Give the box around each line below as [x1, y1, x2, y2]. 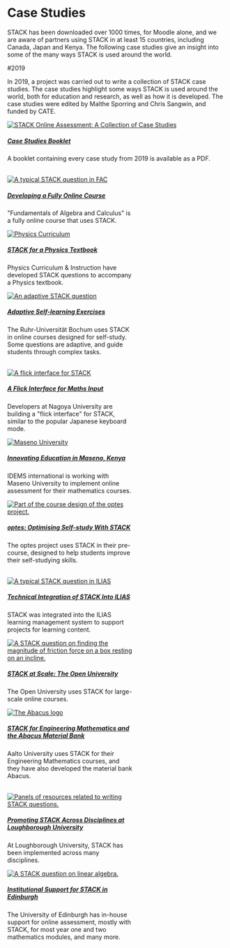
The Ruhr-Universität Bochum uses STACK [7, 325, 130, 333]
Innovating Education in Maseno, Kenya [7, 454, 126, 462]
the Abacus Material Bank [7, 731, 85, 740]
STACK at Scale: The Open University [7, 669, 118, 678]
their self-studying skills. [7, 555, 78, 564]
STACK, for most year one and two [7, 925, 107, 933]
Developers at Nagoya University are [7, 402, 113, 410]
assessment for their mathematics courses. [7, 486, 132, 495]
